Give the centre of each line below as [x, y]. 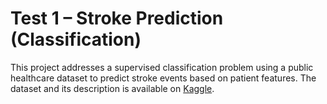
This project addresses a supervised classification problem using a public [162, 67]
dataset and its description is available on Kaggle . [112, 88]
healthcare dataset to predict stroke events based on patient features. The [163, 78]
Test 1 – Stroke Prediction [117, 18]
